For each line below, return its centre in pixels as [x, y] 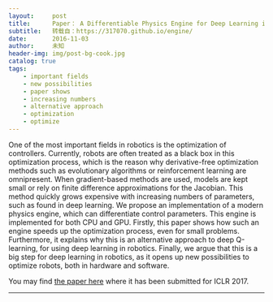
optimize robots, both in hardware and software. [89, 265]
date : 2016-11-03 [49, 39]
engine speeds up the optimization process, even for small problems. [124, 231]
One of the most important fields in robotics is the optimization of [117, 145]
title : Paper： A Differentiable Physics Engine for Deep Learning [133, 24]
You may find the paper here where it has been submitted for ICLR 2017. [129, 281]
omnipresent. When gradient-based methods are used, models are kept [128, 179]
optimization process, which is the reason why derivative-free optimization [133, 162]
